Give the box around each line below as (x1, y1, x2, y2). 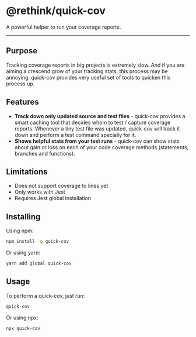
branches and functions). (14, 150, 76, 157)
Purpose (6, 46, 38, 56)
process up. (6, 80, 35, 87)
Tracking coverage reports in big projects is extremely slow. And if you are (6, 61, 185, 68)
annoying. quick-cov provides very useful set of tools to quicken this (6, 74, 171, 81)
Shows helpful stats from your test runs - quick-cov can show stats (14, 137, 180, 145)
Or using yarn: (6, 249, 41, 256)
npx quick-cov (6, 325, 41, 331)
